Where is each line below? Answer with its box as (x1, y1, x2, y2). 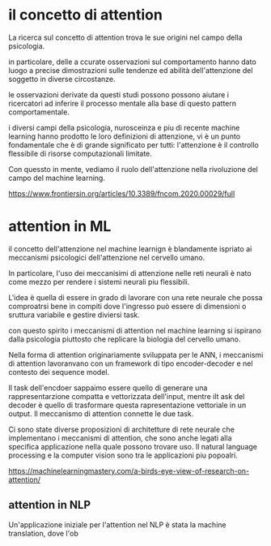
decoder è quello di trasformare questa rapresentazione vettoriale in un (8, 400, 247, 410)
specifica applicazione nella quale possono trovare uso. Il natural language (8, 441, 257, 451)
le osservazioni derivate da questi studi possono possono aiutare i (8, 89, 229, 99)
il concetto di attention (8, 6, 163, 24)
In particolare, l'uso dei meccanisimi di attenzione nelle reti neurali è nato (8, 268, 252, 277)
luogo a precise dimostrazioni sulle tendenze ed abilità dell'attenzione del (8, 65, 253, 75)
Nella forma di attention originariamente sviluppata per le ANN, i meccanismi (8, 350, 264, 359)
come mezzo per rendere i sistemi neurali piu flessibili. (8, 277, 190, 286)
